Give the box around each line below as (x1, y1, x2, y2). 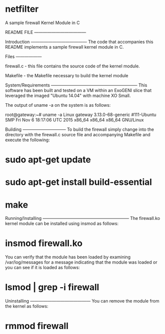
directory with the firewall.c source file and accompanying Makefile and (5, 131, 151, 137)
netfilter (5, 3, 39, 15)
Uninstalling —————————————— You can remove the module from (5, 298, 160, 304)
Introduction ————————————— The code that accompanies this (5, 38, 154, 45)
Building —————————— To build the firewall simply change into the (5, 126, 154, 132)
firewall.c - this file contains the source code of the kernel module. (5, 63, 140, 69)
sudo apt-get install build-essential (5, 177, 152, 188)
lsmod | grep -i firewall (5, 282, 99, 293)
